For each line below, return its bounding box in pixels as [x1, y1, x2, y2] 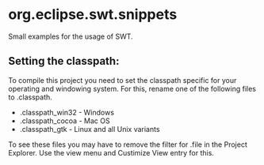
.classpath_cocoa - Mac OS [19, 116, 110, 126]
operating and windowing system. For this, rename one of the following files [8, 84, 256, 93]
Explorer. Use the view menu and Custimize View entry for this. [8, 148, 214, 157]
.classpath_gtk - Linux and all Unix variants [19, 124, 160, 133]
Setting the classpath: [8, 54, 120, 68]
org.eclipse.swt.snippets [8, 6, 178, 24]
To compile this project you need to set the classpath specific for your [8, 75, 237, 84]
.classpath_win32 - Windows [19, 107, 115, 117]
